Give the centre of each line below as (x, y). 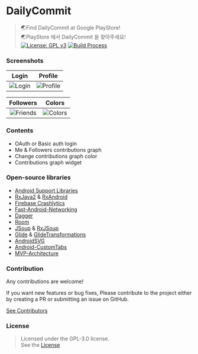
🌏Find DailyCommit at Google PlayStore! (70, 27)
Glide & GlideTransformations (50, 234)
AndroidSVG (30, 241)
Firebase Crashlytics (40, 203)
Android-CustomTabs (41, 247)
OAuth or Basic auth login (46, 144)
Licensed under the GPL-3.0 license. (65, 339)
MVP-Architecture (37, 253)
